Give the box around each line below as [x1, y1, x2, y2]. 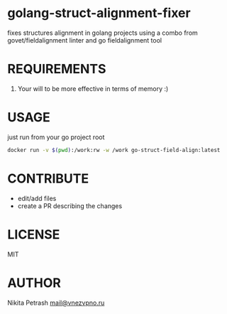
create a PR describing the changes [17, 201, 123, 210]
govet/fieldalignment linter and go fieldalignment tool [7, 36, 162, 44]
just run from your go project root [7, 133, 105, 141]
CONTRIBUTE [7, 170, 89, 186]
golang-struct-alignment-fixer [7, 5, 191, 21]
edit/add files [17, 194, 57, 202]
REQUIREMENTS [7, 61, 106, 77]
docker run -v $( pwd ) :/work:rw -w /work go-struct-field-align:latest [7, 146, 221, 153]
